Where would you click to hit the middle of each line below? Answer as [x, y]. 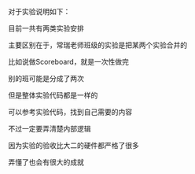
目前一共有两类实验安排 [46, 28]
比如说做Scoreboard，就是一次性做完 [69, 62]
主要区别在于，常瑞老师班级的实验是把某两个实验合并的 [97, 45]
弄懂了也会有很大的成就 [46, 162]
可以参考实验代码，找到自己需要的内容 [70, 112]
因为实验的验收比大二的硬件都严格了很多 [74, 145]
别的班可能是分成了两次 [46, 78]
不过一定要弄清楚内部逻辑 [50, 129]
